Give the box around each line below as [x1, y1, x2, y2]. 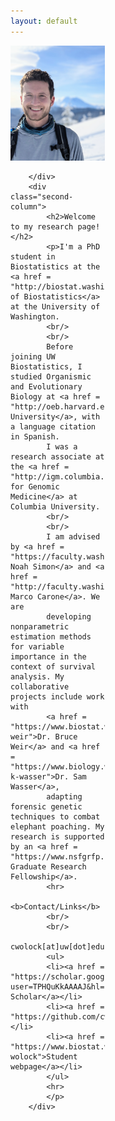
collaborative [10, 681, 70, 692]
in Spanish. [10, 431, 60, 442]
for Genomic [10, 481, 60, 492]
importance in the [10, 651, 87, 662]
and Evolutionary [10, 381, 83, 392]
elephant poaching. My [10, 821, 105, 832]
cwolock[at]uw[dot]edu [10, 941, 105, 952]
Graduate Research [10, 861, 87, 872]
